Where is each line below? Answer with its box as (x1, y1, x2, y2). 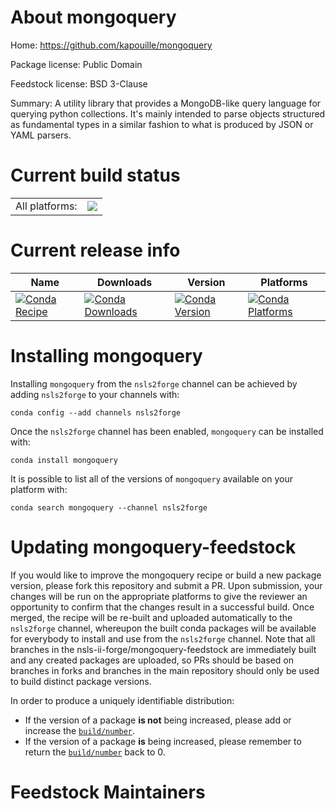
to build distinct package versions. (10, 675, 152, 687)
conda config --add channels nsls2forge (10, 407, 182, 418)
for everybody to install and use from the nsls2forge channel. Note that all (10, 632, 316, 645)
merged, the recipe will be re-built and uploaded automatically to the (10, 611, 293, 623)
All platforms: (15, 199, 78, 213)
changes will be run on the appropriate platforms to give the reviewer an (10, 590, 308, 602)
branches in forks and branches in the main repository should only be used (10, 664, 320, 676)
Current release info (10, 239, 181, 262)
